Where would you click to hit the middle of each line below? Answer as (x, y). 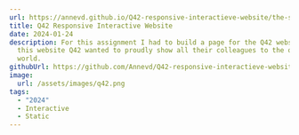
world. (29, 59)
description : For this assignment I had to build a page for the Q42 (141, 42)
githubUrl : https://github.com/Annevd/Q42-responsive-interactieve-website (153, 67)
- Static (33, 116)
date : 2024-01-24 (41, 34)
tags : (19, 91)
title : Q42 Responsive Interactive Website (91, 26)
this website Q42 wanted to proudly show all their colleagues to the (151, 51)
